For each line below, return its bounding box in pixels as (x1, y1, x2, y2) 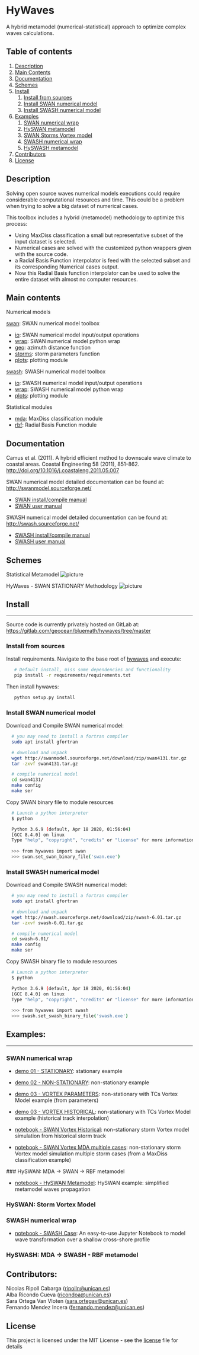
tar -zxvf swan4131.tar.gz (11, 761, 78, 767)
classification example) (14, 1157, 72, 1164)
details (6, 1343, 23, 1350)
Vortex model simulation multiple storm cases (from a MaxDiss (14, 1150, 168, 1157)
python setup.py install (14, 694, 76, 700)
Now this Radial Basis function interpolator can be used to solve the (14, 269, 180, 276)
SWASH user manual (14, 538, 66, 545)
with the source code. (14, 250, 68, 258)
